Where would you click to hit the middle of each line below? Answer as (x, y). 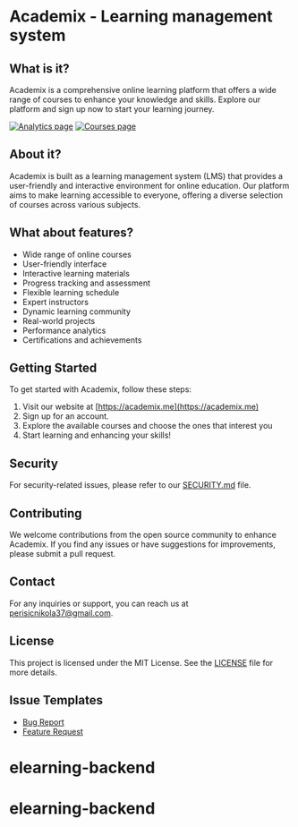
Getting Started (53, 368)
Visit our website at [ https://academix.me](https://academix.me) (140, 407)
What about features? (72, 233)
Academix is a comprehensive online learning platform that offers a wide (143, 90)
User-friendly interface (64, 264)
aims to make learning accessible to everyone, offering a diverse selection (146, 195)
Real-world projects (59, 320)
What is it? (39, 68)
